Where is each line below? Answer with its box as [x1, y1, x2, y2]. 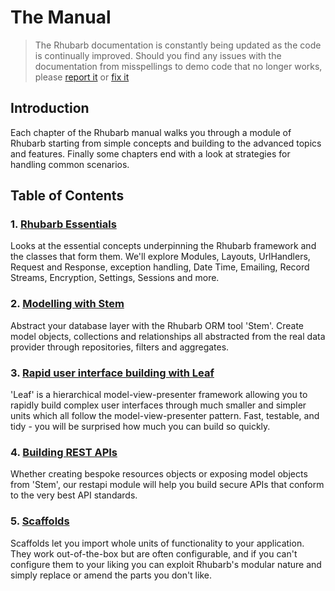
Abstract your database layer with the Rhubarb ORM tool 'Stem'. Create [10, 319, 305, 331]
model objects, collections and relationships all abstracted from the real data [10, 330, 326, 342]
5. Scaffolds [10, 514, 70, 528]
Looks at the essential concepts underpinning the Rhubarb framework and [10, 240, 317, 252]
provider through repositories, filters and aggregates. [10, 341, 230, 353]
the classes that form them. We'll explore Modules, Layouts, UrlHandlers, [10, 251, 311, 263]
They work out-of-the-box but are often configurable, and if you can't [10, 547, 298, 560]
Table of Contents [10, 187, 125, 205]
